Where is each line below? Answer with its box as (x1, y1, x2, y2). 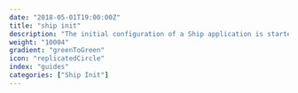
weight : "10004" (9, 37, 69, 47)
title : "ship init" (9, 21, 82, 30)
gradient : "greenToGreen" (9, 46, 105, 55)
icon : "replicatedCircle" (9, 54, 105, 63)
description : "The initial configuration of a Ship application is (9, 29, 264, 38)
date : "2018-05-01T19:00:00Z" (9, 12, 122, 22)
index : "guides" (9, 63, 69, 72)
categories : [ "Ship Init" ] (9, 71, 109, 80)
